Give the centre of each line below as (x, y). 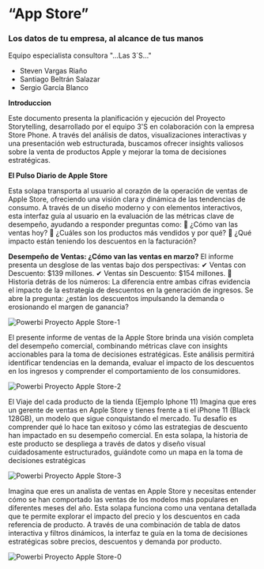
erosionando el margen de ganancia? (68, 307)
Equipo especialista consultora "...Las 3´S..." (80, 55)
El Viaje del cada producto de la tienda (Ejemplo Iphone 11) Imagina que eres (132, 402)
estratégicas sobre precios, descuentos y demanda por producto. (115, 541)
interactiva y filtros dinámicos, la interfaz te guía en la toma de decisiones (128, 533)
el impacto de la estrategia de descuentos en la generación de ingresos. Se (131, 290)
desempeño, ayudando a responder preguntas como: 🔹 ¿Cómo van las (123, 224)
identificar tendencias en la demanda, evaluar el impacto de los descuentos (131, 363)
